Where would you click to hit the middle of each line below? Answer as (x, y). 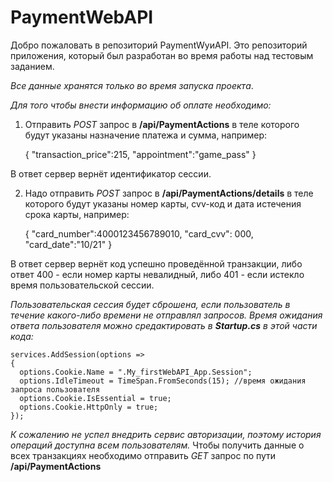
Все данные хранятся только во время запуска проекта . (132, 85)
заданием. (32, 66)
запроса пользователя (55, 389)
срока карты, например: (77, 214)
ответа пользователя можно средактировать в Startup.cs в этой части (164, 325)
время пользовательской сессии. (82, 285)
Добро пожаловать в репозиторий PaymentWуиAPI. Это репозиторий (159, 45)
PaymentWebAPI (82, 17)
